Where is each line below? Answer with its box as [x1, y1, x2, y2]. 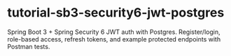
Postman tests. [7, 42, 50, 50]
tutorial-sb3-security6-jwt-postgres [7, 5, 225, 21]
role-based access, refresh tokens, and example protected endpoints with [7, 35, 221, 43]
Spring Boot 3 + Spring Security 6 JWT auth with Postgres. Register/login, [7, 28, 220, 36]
